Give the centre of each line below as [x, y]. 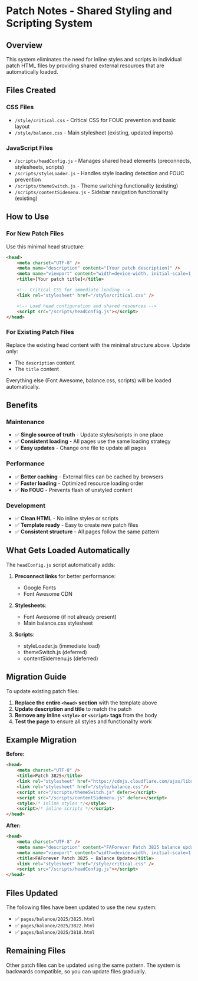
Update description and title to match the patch [73, 708]
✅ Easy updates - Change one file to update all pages [80, 448]
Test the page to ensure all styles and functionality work [83, 721]
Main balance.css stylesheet [58, 623]
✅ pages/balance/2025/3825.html [55, 919]
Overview [24, 45]
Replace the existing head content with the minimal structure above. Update [98, 345]
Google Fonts [40, 588]
